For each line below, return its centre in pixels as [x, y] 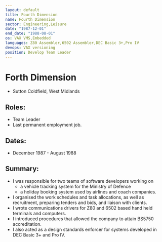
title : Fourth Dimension [31, 15]
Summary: [22, 169]
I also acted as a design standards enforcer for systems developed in [85, 229]
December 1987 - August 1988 [45, 153]
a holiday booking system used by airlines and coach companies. [88, 192]
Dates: [16, 140]
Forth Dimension [41, 77]
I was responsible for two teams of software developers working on [83, 181]
